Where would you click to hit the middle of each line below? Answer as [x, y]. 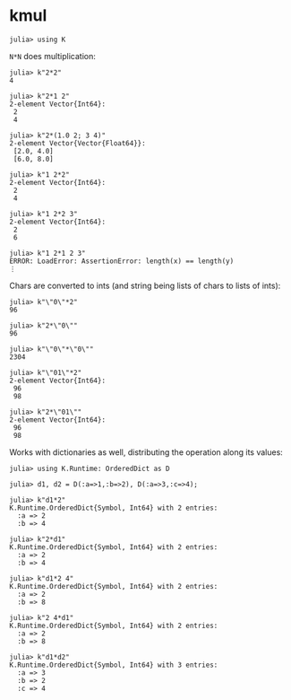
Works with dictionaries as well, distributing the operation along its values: [146, 452]
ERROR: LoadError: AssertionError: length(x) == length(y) [122, 261]
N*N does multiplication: [53, 56]
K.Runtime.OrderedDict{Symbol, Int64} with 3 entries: [114, 665]
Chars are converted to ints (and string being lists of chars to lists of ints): [145, 285]
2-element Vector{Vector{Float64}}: [77, 143]
